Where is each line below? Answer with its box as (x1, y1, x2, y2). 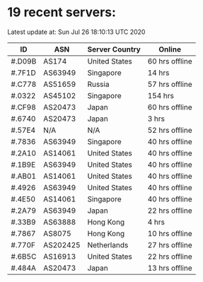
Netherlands (87, 240, 129, 249)
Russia (87, 79, 110, 89)
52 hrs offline (147, 125, 192, 135)
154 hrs (147, 90, 175, 100)
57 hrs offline (147, 79, 192, 89)
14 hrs (147, 68, 170, 78)
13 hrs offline (147, 263, 192, 273)
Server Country (87, 44, 141, 54)
